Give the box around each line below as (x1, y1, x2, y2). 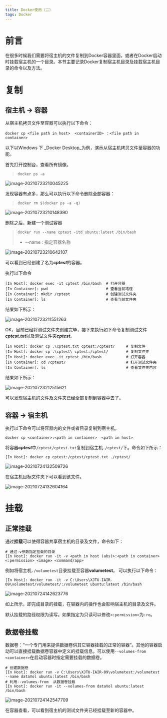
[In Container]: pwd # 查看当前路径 (5, 286, 133, 292)
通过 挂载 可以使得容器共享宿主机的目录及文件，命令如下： (5, 538, 123, 544)
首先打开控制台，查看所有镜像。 (5, 162, 71, 168)
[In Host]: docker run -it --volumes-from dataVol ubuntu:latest (5, 684, 144, 689)
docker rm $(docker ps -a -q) (17, 201, 81, 206)
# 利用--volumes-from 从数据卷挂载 (5, 679, 75, 684)
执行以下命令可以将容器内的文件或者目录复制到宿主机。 (5, 425, 119, 431)
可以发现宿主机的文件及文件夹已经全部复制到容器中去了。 (5, 395, 123, 401)
